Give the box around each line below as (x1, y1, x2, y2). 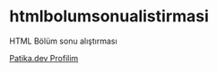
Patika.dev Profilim (9, 52, 79, 63)
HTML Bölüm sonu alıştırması (9, 36, 118, 46)
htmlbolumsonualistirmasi (9, 6, 209, 27)
